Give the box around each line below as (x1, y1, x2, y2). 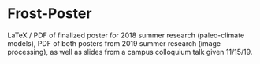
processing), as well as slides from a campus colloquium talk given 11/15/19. (7, 47, 253, 56)
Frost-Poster (7, 5, 92, 23)
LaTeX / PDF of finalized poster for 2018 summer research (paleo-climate (7, 30, 245, 40)
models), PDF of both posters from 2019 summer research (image (7, 38, 221, 48)
